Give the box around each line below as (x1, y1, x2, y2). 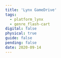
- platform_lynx (9, 17, 43, 22)
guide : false (5, 36, 32, 41)
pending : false (5, 40, 37, 45)
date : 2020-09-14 (5, 45, 41, 50)
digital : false (5, 26, 37, 31)
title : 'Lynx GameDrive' (5, 7, 57, 13)
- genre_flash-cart (9, 21, 50, 27)
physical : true (5, 31, 37, 36)
